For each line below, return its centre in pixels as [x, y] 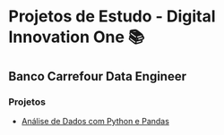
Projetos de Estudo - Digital [112, 17]
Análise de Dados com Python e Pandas [95, 121]
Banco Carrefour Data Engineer [98, 76]
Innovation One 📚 [77, 37]
